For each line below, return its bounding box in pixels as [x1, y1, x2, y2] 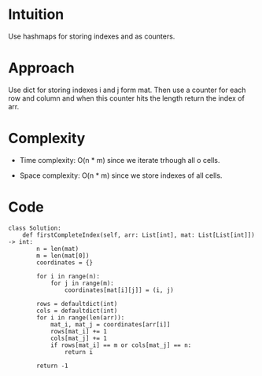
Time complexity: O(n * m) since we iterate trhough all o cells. [19, 155, 220, 164]
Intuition [8, 6, 65, 24]
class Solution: [8, 224, 61, 232]
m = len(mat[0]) [36, 252, 90, 260]
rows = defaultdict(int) [36, 300, 118, 308]
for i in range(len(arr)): [36, 313, 125, 322]
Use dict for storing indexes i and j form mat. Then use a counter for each [8, 85, 246, 94]
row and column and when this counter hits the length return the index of [8, 93, 245, 103]
